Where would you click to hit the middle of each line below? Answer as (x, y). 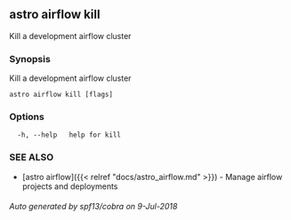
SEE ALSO (32, 157)
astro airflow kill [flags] (61, 95)
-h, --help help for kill (69, 135)
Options (27, 117)
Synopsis (30, 59)
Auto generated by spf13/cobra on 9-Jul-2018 (93, 207)
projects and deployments (70, 186)
